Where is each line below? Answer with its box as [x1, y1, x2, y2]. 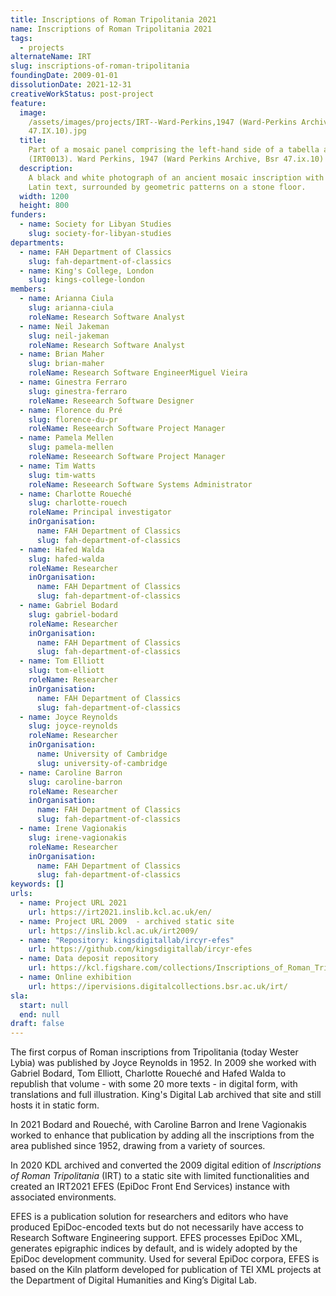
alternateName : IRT [10, 52, 92, 62]
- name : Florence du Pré [19, 405, 123, 415]
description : [19, 163, 74, 173]
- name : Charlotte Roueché [19, 489, 132, 499]
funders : [10, 210, 47, 220]
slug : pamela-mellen [28, 442, 114, 453]
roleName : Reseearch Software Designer [28, 396, 195, 406]
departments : [10, 237, 65, 248]
